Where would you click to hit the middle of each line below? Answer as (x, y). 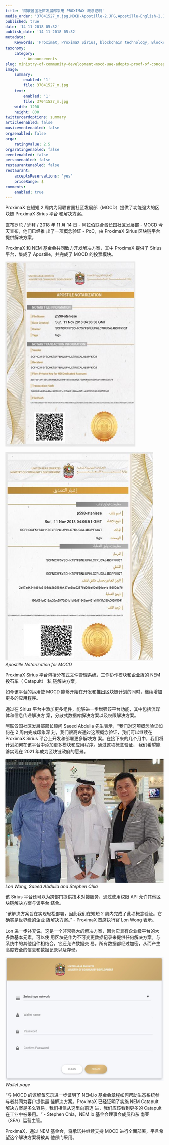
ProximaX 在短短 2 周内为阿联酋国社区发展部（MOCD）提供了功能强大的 (80, 208)
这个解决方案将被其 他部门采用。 (43, 1137)
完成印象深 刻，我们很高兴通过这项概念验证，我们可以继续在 (90, 732)
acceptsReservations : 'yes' (44, 176)
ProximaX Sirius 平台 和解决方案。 (50, 214)
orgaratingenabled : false (32, 149)
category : (25, 53)
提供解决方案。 (21, 237)
